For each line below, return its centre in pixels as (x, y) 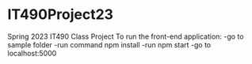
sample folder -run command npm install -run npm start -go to (109, 44)
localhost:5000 (32, 53)
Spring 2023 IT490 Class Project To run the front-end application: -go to (126, 36)
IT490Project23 (61, 15)
